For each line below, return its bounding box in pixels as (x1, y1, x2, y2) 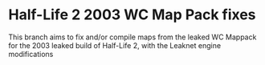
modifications (8, 49, 54, 59)
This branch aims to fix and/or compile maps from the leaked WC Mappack (8, 32, 257, 42)
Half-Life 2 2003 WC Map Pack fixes (8, 6, 256, 24)
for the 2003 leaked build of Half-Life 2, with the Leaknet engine (8, 40, 222, 50)
